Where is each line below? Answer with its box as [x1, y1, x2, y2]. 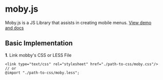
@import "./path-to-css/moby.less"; [5, 70, 80, 75]
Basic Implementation [5, 39, 73, 48]
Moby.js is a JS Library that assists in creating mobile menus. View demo [5, 20, 152, 26]
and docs [5, 25, 24, 30]
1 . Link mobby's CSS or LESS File [5, 52, 72, 58]
